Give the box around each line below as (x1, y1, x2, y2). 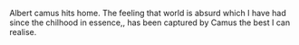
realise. (9, 27, 37, 37)
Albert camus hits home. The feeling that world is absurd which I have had (9, 8, 287, 18)
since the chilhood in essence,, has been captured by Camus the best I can (9, 17, 291, 28)
